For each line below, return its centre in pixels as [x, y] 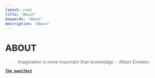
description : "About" [28, 24]
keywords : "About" [24, 19]
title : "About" [21, 14]
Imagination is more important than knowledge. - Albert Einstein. [84, 62]
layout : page [19, 10]
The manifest [19, 71]
